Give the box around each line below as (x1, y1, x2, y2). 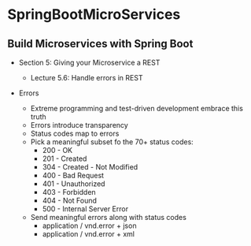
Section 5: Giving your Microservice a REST (18, 58, 161, 67)
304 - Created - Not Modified (42, 162, 138, 171)
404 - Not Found (42, 196, 98, 205)
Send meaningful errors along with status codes (30, 213, 186, 222)
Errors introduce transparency (30, 121, 129, 129)
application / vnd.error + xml (42, 229, 135, 238)
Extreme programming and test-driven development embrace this (30, 104, 243, 113)
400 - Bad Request (42, 171, 104, 180)
